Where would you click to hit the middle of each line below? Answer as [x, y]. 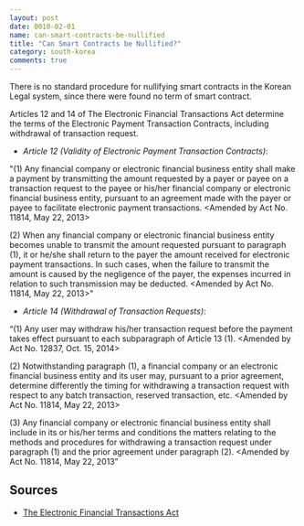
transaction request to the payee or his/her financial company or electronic [150, 188]
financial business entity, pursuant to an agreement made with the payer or [151, 198]
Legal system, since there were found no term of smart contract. [131, 96]
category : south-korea [52, 52]
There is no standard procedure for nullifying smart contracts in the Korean [151, 86]
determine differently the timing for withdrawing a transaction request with [149, 386]
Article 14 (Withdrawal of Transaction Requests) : [115, 311]
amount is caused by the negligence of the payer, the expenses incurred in [150, 274]
